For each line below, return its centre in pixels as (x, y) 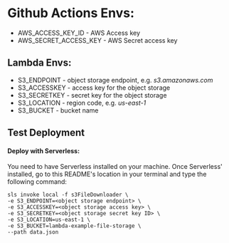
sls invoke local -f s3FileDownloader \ (68, 195)
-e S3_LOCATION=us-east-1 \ (49, 220)
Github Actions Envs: (71, 13)
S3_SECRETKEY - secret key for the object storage (92, 95)
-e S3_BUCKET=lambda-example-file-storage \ (74, 226)
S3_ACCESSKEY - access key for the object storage (94, 88)
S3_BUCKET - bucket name (58, 110)
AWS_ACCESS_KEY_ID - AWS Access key (79, 33)
